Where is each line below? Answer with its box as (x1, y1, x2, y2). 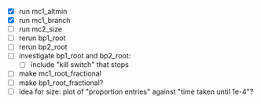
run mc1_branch (18, 16, 72, 25)
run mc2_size (18, 24, 63, 34)
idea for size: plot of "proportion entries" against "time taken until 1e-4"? (18, 87, 254, 96)
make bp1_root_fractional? (18, 78, 104, 87)
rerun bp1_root (18, 33, 66, 43)
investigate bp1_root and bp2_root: (18, 51, 131, 61)
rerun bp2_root (18, 43, 68, 52)
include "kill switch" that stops (30, 60, 129, 69)
